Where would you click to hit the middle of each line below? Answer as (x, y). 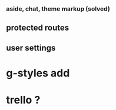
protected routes (38, 28)
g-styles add (38, 73)
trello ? (23, 100)
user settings (31, 48)
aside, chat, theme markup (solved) (58, 9)
